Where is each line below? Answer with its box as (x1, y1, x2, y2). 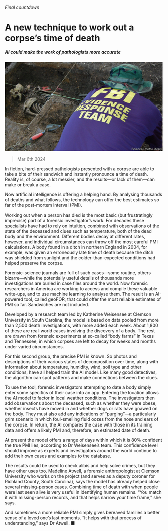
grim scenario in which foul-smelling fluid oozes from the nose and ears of (5, 416, 159, 422)
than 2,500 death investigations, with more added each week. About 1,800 (5, 322, 158, 329)
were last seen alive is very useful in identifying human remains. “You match (5, 489, 162, 495)
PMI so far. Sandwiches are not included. (5, 302, 90, 308)
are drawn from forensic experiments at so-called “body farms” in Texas (5, 333, 154, 339)
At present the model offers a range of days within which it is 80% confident (5, 437, 162, 443)
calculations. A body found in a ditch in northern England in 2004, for (5, 244, 147, 250)
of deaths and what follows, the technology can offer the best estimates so (5, 197, 160, 203)
